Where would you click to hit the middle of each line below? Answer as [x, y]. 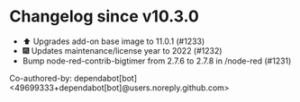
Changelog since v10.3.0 [105, 17]
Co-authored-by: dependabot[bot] [73, 78]
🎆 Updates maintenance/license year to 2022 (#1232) [122, 50]
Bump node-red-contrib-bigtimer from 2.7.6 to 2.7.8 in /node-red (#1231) [157, 61]
